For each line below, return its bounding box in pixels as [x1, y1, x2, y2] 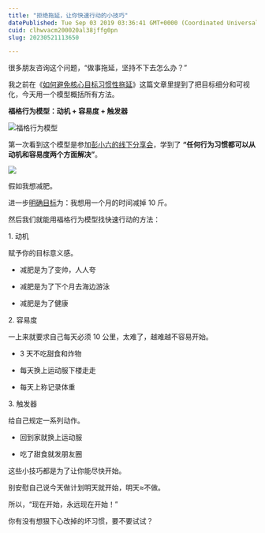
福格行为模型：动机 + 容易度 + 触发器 [8, 106, 129, 116]
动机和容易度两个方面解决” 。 [8, 150, 103, 159]
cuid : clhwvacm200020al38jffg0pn [8, 26, 118, 34]
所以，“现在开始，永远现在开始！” [8, 500, 118, 509]
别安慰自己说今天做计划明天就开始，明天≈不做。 [8, 483, 166, 493]
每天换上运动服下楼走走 [19, 366, 96, 375]
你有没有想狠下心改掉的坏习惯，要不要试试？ [8, 516, 154, 526]
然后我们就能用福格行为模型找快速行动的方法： [8, 214, 160, 225]
